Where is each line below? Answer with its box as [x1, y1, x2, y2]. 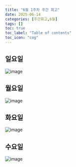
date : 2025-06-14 [5, 12, 41, 17]
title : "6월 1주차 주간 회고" [5, 7, 60, 12]
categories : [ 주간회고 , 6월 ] [5, 16, 58, 21]
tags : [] [5, 21, 23, 26]
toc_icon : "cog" [5, 35, 38, 40]
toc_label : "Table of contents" [5, 30, 72, 35]
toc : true [5, 26, 26, 31]
